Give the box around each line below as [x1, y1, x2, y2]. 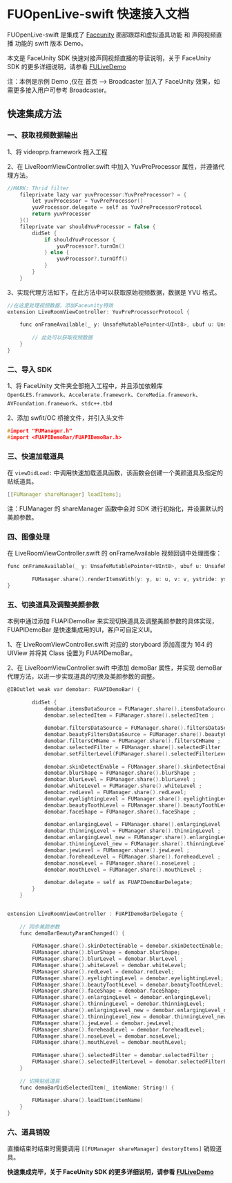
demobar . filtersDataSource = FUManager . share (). [43, 724, 187, 732]
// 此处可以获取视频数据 [32, 334, 93, 341]
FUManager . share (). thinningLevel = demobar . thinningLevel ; [32, 1000, 206, 1007]
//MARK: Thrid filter [7, 185, 70, 192]
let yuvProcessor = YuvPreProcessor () [32, 198, 144, 205]
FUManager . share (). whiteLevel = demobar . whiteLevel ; [32, 962, 187, 969]
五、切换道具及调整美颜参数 [7, 600, 99, 609]
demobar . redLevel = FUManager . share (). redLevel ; [43, 789, 187, 796]
